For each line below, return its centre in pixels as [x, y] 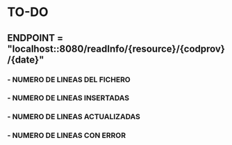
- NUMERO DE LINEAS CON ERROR [67, 135]
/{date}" [26, 60]
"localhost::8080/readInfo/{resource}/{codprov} [116, 48]
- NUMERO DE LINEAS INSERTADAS [68, 98]
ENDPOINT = [35, 38]
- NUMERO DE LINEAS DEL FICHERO [69, 79]
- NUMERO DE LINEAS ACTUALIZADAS [74, 117]
